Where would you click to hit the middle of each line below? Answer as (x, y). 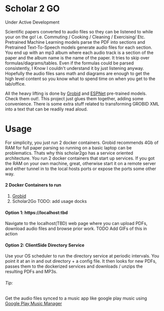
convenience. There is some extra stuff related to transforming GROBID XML (82, 104)
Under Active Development (32, 22)
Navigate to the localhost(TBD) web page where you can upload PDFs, (76, 224)
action (12, 234)
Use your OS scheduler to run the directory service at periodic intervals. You (82, 256)
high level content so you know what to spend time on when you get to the (80, 79)
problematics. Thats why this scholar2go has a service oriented (69, 153)
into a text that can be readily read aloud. (47, 109)
